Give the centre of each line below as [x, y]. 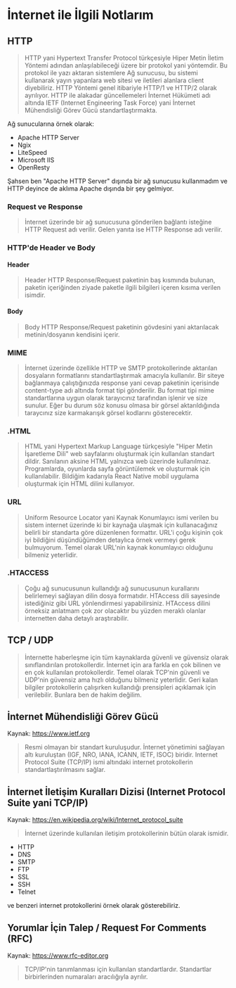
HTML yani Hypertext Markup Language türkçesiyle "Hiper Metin [118, 446]
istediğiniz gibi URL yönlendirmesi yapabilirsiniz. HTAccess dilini [117, 603]
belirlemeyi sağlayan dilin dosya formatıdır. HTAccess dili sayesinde [122, 595]
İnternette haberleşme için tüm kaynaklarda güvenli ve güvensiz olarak [126, 657]
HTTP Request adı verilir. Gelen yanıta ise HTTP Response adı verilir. [123, 229]
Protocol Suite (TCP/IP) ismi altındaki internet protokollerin [109, 762]
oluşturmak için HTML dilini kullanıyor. [79, 484]
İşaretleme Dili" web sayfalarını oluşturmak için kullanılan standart [119, 454]
